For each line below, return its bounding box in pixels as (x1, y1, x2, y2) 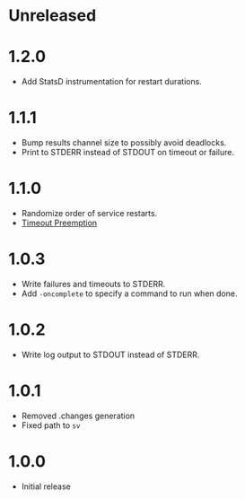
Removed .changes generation (21, 410, 136, 421)
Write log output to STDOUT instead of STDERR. (21, 349, 200, 360)
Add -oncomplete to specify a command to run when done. (21, 288, 238, 299)
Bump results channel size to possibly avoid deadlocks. (21, 137, 227, 148)
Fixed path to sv (21, 419, 81, 431)
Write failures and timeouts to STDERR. (21, 278, 166, 289)
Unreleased (8, 5, 97, 26)
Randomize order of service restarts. (21, 208, 158, 218)
